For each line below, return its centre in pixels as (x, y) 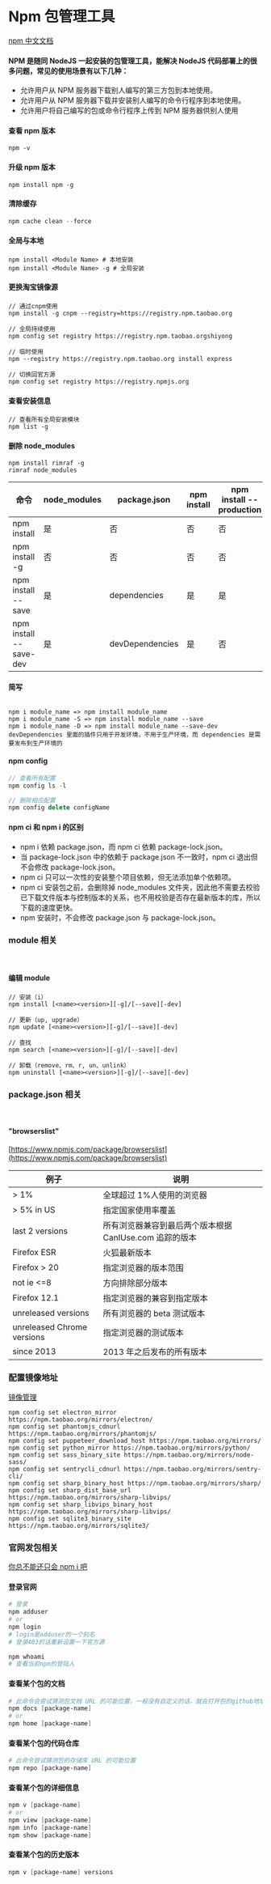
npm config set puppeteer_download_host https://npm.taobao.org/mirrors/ (135, 1441)
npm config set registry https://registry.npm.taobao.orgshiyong (120, 337)
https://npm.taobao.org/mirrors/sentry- (193, 1469)
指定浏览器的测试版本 (143, 1332)
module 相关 (33, 940)
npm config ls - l (38, 786)
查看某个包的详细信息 (44, 1787)
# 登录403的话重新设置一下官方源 (56, 1642)
